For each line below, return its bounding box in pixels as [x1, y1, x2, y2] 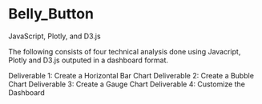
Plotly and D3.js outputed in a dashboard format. [8, 55, 169, 65]
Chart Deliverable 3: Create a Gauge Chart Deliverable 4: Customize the [8, 79, 246, 89]
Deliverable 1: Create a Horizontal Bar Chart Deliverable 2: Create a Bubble [8, 70, 255, 80]
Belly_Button [8, 5, 95, 23]
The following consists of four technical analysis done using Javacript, [8, 46, 241, 56]
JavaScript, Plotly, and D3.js [8, 31, 102, 41]
